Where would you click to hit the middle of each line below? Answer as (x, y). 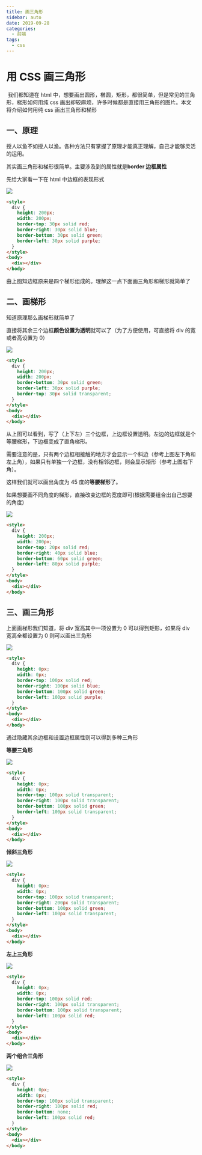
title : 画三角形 (25, 12)
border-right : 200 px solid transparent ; (68, 903)
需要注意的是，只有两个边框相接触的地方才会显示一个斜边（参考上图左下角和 (101, 454)
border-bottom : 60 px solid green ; (60, 559)
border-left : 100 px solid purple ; (60, 697)
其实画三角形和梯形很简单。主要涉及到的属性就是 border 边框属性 (87, 166)
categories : (21, 29)
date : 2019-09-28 (28, 23)
